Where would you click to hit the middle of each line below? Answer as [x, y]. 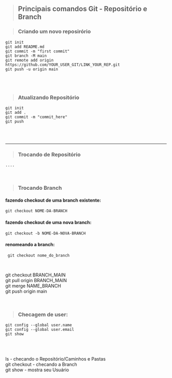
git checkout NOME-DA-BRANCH [36, 211]
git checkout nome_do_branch [39, 255]
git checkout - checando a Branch [41, 365]
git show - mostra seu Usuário [37, 370]
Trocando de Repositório [49, 154]
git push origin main [26, 291]
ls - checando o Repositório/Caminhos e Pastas [56, 359]
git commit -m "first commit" [38, 51]
